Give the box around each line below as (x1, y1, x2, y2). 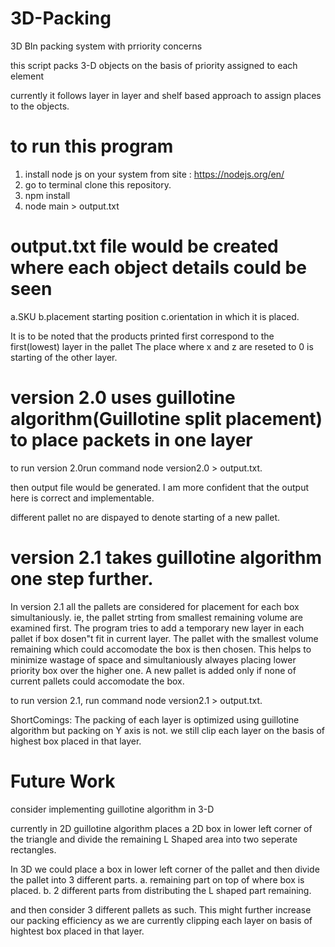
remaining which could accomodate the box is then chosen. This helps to (10, 643, 312, 655)
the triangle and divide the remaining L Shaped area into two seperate (10, 833, 298, 845)
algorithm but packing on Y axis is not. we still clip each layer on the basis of (10, 724, 325, 736)
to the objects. (10, 100, 70, 112)
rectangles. (10, 843, 57, 856)
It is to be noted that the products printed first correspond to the (10, 330, 275, 342)
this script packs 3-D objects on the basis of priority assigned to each (10, 59, 298, 71)
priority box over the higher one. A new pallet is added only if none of (10, 664, 297, 676)
